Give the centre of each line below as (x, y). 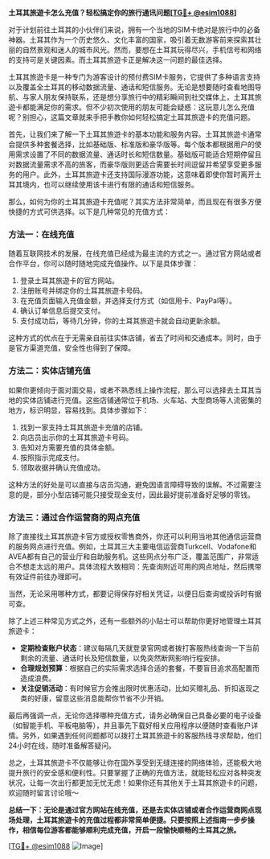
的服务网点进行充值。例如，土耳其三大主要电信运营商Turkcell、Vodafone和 (133, 546)
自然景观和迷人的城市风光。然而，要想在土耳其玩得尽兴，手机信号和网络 (142, 50)
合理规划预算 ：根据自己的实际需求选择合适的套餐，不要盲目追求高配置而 (139, 668)
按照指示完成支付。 (52, 457)
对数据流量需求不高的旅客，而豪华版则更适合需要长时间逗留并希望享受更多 (131, 164)
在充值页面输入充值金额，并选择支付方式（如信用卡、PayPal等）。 (128, 301)
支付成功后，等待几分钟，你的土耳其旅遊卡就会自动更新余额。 (122, 321)
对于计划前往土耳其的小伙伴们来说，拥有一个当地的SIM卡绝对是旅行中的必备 (135, 30)
